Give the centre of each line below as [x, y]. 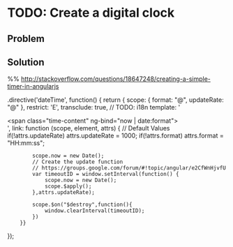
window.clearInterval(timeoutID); [95, 211]
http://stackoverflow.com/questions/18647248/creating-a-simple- [115, 79]
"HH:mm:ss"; [26, 143]
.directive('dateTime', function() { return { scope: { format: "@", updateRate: [116, 100]
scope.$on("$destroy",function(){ [82, 205]
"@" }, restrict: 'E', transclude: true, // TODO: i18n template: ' [94, 107]
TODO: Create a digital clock [91, 13]
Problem [26, 39]
